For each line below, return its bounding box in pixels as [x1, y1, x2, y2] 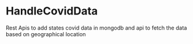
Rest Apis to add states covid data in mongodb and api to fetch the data [6, 24, 187, 31]
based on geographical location [6, 30, 87, 37]
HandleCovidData [6, 4, 98, 18]
